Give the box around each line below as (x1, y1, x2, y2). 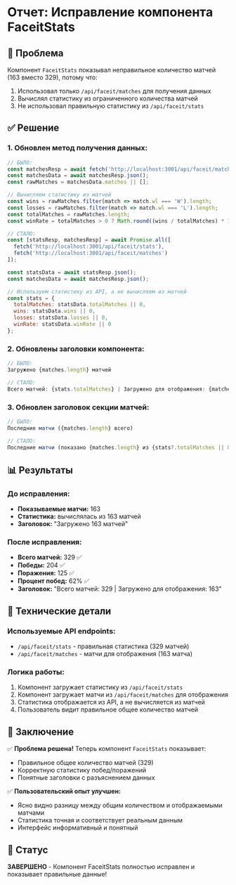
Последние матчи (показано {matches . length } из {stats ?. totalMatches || (7, 444, 225, 451)
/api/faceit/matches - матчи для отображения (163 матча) (17, 650, 193, 658)
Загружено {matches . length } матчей (7, 366, 112, 373)
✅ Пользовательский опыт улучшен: (7, 787, 122, 796)
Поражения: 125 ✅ (17, 569, 75, 577)
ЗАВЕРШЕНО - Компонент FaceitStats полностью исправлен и (7, 863, 195, 871)
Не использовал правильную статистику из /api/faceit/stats (17, 102, 204, 110)
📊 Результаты (7, 464, 74, 476)
